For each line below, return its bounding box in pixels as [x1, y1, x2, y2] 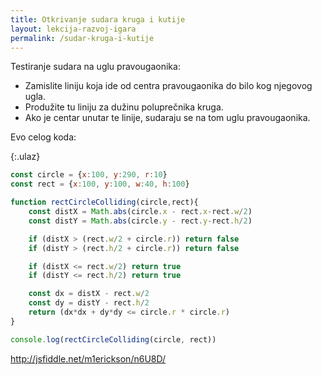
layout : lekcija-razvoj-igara [10, 24, 137, 34]
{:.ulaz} [10, 151, 41, 163]
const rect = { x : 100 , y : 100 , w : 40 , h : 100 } [10, 179, 190, 190]
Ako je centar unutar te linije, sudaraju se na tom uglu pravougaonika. [24, 112, 311, 124]
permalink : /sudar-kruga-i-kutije [10, 33, 155, 43]
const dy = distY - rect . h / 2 [28, 298, 150, 308]
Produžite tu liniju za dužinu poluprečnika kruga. [24, 101, 224, 113]
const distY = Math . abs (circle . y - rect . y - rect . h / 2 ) [28, 216, 253, 226]
